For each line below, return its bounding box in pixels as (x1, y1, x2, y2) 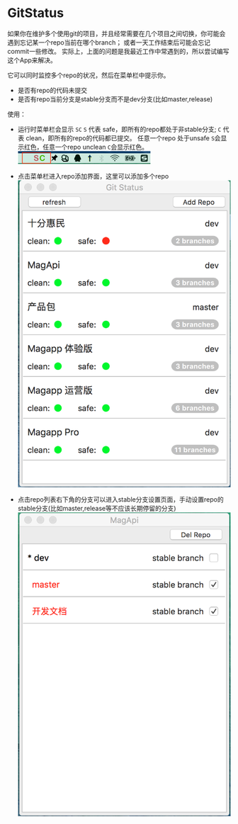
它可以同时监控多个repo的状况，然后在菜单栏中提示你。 (7, 71, 170, 79)
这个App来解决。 (7, 55, 57, 64)
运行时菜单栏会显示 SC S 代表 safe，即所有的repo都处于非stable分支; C (17, 125, 222, 133)
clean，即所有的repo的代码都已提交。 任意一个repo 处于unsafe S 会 (25, 133, 221, 142)
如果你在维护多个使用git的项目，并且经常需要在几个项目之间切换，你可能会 (7, 29, 226, 38)
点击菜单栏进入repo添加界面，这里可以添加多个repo (17, 171, 169, 180)
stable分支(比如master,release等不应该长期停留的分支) (17, 504, 176, 512)
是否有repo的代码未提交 (17, 86, 87, 94)
